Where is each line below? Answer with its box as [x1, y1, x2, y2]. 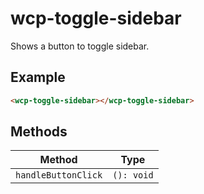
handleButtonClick [15, 170, 103, 181]
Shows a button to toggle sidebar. [10, 40, 150, 52]
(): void [112, 170, 154, 181]
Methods [10, 123, 68, 141]
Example [10, 69, 66, 86]
